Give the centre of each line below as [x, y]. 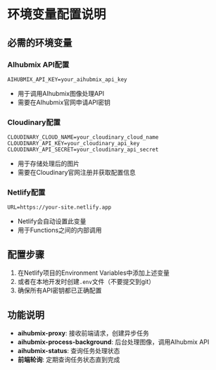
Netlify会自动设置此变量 [52, 221]
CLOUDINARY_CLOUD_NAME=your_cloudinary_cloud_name [83, 137]
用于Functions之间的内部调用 [59, 230]
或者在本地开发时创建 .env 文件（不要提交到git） [86, 282]
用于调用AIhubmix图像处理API [61, 93]
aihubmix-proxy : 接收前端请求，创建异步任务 [83, 333]
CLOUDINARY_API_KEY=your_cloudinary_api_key [74, 144]
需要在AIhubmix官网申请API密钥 [64, 102]
